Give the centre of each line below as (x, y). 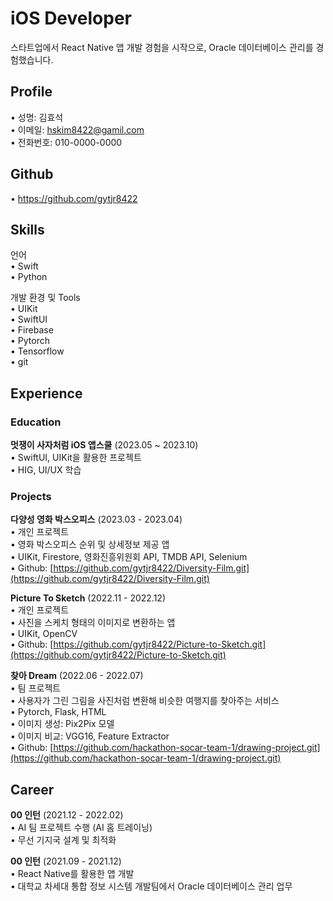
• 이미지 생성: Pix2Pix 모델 (62, 724)
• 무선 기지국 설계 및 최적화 (63, 840)
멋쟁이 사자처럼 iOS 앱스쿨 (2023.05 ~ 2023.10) (104, 445)
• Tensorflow (37, 351)
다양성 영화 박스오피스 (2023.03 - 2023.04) (96, 519)
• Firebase (32, 330)
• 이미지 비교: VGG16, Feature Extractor (90, 736)
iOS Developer (71, 18)
